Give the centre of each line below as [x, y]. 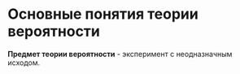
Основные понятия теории [103, 14]
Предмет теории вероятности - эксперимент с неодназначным [120, 54]
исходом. [24, 63]
